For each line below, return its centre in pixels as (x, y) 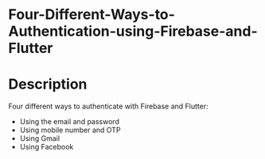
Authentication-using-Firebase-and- (133, 31)
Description (48, 84)
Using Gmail (40, 138)
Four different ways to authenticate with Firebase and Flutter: (108, 106)
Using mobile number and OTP (70, 130)
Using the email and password (69, 122)
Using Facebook (47, 147)
